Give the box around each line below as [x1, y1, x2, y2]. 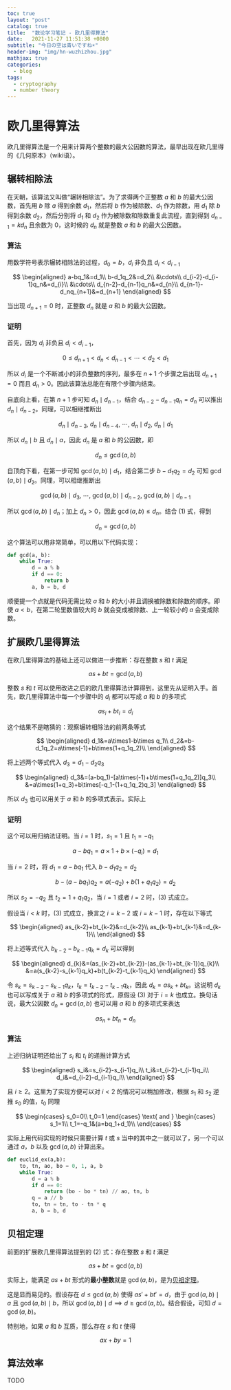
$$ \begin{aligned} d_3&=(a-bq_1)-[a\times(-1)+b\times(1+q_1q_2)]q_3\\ [14, 773, 217, 781]
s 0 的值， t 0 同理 [14, 1098, 60, 1107]
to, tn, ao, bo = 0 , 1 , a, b [19, 1162, 103, 1169]
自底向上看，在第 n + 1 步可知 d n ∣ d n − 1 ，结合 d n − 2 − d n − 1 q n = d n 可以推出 [7, 395, 223, 405]
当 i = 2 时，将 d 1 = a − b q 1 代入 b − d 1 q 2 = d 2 [7, 862, 137, 872]
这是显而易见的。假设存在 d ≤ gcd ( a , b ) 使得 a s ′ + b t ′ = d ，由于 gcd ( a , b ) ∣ [7, 1290, 219, 1299]
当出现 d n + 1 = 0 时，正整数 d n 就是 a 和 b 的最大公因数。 [7, 302, 170, 312]
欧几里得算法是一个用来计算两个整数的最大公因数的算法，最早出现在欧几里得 [7, 142, 224, 151]
